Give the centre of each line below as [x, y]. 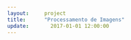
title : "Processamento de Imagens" [66, 20]
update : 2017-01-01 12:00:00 [58, 26]
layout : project [37, 13]
